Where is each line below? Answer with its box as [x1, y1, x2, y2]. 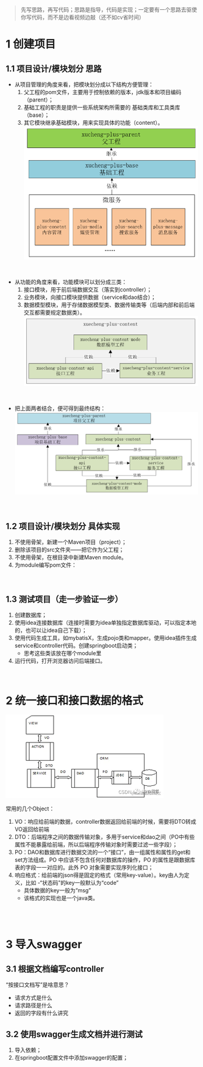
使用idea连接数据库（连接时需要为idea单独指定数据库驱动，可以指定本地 [14, 619, 197, 626]
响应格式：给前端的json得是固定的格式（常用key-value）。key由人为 [14, 871, 184, 879]
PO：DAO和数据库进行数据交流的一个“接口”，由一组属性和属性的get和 [14, 849, 191, 856]
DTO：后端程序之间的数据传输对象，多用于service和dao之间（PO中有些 [14, 834, 195, 841]
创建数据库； [14, 611, 47, 619]
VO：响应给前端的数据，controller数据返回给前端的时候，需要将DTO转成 [14, 818, 196, 826]
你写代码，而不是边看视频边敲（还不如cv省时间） [20, 13, 144, 21]
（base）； [23, 111, 50, 119]
